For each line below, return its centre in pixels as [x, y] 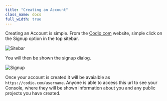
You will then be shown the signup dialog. [48, 58]
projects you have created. [33, 93]
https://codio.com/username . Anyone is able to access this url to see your [81, 82]
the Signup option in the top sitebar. [42, 38]
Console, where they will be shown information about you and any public [80, 88]
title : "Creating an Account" [37, 10]
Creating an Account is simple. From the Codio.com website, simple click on [84, 33]
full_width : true [23, 19]
